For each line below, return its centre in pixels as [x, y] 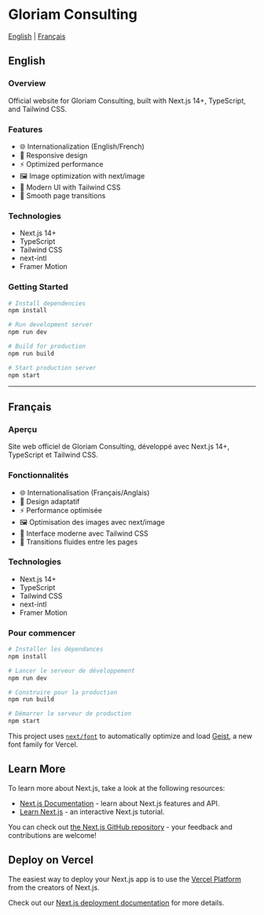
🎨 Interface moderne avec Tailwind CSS [84, 533]
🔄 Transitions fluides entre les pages [79, 541]
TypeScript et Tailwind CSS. [53, 455]
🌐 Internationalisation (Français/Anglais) [84, 493]
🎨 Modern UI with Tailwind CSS [70, 187]
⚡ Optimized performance [61, 164]
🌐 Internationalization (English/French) [82, 146]
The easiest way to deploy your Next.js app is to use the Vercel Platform [125, 879]
